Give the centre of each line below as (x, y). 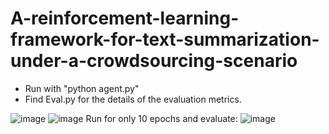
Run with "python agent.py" (82, 88)
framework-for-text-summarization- (165, 39)
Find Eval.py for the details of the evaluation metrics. (133, 99)
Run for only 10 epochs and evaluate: (161, 118)
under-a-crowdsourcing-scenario (154, 61)
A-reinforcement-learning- (125, 18)
